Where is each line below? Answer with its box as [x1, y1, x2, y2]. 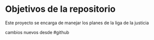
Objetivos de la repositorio [5, 3, 116, 15]
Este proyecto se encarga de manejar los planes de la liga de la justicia [5, 20, 149, 26]
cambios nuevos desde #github [5, 29, 70, 35]
